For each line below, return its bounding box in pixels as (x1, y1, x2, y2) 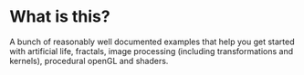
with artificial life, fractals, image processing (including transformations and (9, 45, 294, 56)
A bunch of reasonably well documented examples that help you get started (9, 36, 295, 47)
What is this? (9, 6, 111, 27)
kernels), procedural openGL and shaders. (9, 55, 169, 66)
